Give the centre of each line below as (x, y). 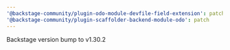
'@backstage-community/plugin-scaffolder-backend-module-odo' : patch (108, 20)
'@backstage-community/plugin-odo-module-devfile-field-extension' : (106, 13)
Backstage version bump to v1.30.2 (56, 39)
